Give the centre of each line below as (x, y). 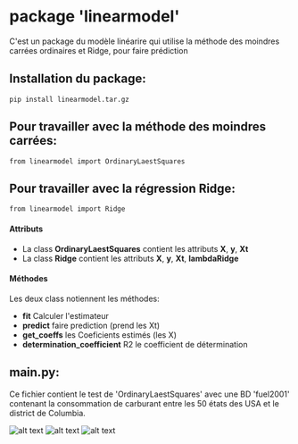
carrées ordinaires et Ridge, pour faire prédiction (99, 50)
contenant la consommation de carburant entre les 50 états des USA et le (144, 403)
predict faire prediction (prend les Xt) (91, 325)
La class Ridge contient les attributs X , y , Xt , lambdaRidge (130, 258)
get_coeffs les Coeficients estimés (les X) (99, 335)
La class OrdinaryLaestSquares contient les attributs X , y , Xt (135, 248)
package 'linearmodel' (95, 17)
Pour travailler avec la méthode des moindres (138, 127)
